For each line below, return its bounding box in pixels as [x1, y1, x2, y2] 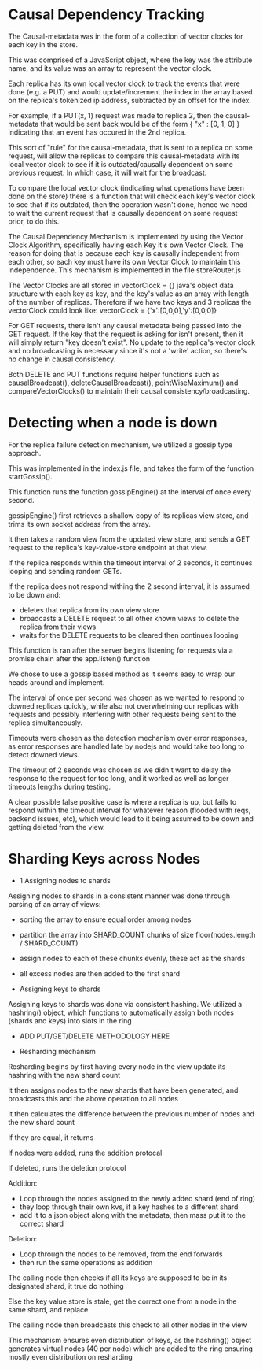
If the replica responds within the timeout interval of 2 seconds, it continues [8, 557, 253, 568]
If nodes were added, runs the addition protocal [8, 1148, 163, 1157]
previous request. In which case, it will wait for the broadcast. [8, 168, 207, 177]
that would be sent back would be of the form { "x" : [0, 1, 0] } [40, 119, 240, 128]
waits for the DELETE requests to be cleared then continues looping [19, 630, 239, 639]
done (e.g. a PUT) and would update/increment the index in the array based [8, 87, 253, 96]
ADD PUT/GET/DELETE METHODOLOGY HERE [19, 1031, 170, 1041]
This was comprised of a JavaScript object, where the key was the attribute [8, 55, 253, 65]
